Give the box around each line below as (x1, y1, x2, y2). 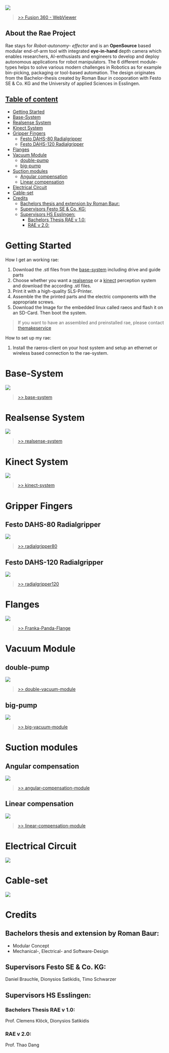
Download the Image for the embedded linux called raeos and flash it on (12, 304, 163, 310)
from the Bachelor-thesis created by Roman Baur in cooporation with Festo (5, 75, 161, 81)
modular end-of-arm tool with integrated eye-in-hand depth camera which (5, 48, 162, 54)
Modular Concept (12, 943, 50, 949)
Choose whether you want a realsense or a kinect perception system (12, 277, 156, 283)
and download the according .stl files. (12, 283, 92, 289)
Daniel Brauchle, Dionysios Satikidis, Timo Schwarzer (5, 976, 116, 982)
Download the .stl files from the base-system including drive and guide (12, 266, 161, 272)
